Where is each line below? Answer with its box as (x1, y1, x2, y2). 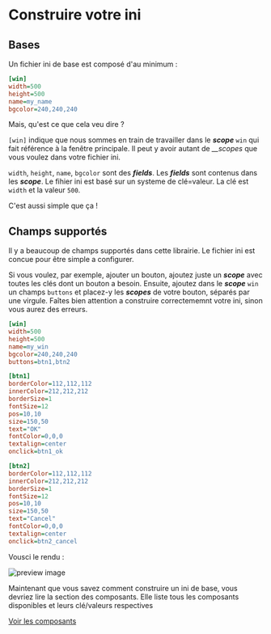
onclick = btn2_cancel (8, 537, 78, 545)
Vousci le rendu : (8, 552, 65, 561)
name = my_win (8, 342, 49, 351)
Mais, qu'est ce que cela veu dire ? (8, 120, 125, 129)
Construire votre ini (8, 6, 142, 24)
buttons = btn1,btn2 (8, 357, 70, 366)
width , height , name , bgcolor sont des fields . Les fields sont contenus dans (8, 168, 257, 178)
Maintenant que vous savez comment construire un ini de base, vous (8, 583, 238, 593)
